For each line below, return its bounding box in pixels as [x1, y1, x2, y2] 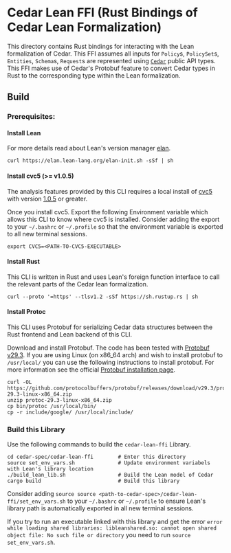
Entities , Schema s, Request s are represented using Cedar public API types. [7, 56, 216, 65]
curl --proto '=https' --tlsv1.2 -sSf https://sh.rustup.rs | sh [7, 293, 198, 300]
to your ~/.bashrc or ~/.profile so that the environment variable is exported [7, 222, 223, 231]
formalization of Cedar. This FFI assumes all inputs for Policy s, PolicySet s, [7, 49, 219, 58]
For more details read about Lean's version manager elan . [7, 144, 171, 153]
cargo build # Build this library [7, 477, 180, 485]
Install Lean [7, 128, 41, 137]
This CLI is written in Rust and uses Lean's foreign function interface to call [7, 273, 220, 281]
